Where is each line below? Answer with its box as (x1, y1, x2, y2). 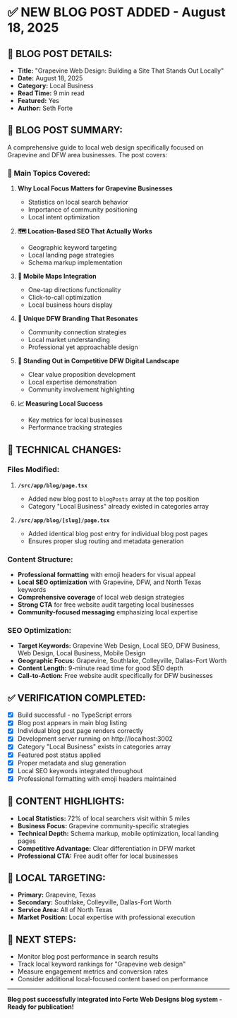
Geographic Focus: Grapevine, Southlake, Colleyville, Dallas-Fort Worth (17, 657, 227, 665)
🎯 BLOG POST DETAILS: (7, 47, 113, 60)
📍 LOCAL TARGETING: (7, 872, 106, 884)
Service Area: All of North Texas (17, 906, 113, 914)
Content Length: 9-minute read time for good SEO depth (17, 664, 183, 672)
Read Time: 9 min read (17, 89, 85, 97)
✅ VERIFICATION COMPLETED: (7, 692, 146, 704)
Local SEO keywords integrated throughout (17, 766, 143, 775)
